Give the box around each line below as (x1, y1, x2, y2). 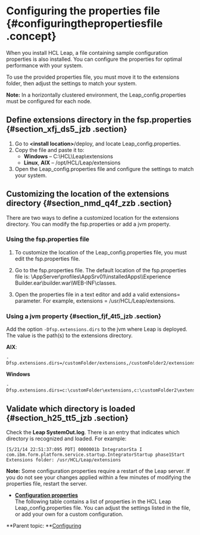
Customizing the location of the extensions (6, 189, 170, 199)
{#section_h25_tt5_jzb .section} (6, 413, 129, 423)
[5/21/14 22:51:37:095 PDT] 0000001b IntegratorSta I (6, 446, 143, 452)
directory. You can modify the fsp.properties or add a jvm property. (6, 220, 171, 228)
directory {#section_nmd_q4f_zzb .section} (6, 198, 173, 209)
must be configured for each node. (6, 97, 92, 105)
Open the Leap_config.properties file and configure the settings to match (14, 165, 194, 172)
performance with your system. (6, 61, 83, 69)
